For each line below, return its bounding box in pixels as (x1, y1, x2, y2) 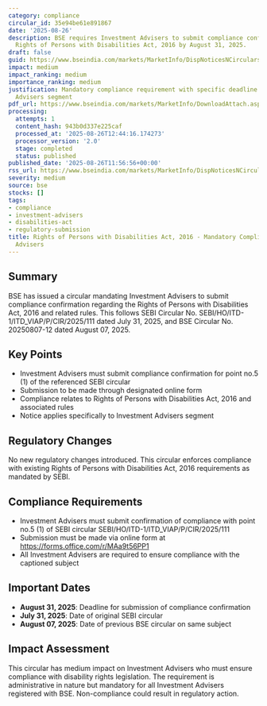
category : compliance (8, 11, 80, 20)
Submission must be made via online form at (19, 533, 166, 542)
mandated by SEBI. (8, 472, 71, 481)
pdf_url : (8, 100, 37, 108)
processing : (8, 108, 48, 116)
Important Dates (8, 581, 91, 595)
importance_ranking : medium (8, 78, 102, 86)
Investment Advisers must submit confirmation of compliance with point (19, 516, 256, 525)
